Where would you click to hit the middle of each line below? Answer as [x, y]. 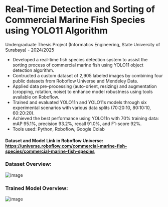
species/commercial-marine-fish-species [50, 151]
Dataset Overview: [28, 164]
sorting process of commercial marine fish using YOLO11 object [78, 65]
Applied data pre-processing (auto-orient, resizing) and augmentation [85, 86]
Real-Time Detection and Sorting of [80, 9]
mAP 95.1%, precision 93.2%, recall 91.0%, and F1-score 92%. [77, 124]
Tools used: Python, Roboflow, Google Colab [59, 129]
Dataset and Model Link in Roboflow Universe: [54, 140]
